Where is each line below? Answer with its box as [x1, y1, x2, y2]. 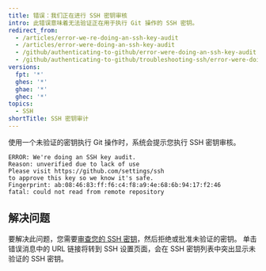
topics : [8, 100, 34, 108]
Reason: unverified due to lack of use [8, 160, 140, 168]
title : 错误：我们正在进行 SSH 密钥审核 [8, 11, 128, 20]
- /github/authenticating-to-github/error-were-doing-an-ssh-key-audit [15, 48, 257, 56]
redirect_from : [8, 26, 59, 34]
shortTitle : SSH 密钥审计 [8, 115, 89, 123]
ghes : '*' [15, 78, 47, 86]
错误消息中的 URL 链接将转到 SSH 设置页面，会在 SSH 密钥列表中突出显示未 [8, 243, 256, 254]
